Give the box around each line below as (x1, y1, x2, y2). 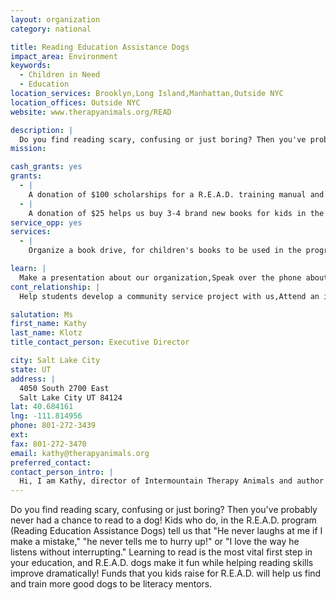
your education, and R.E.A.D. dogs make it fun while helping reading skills (10, 557, 314, 569)
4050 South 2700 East (19, 383, 110, 393)
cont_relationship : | (10, 282, 101, 292)
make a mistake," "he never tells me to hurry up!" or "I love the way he (10, 536, 300, 548)
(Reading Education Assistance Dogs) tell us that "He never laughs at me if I (10, 525, 323, 537)
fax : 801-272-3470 (10, 439, 87, 449)
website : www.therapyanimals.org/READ (10, 107, 172, 117)
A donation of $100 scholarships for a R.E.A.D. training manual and (28, 189, 325, 200)
